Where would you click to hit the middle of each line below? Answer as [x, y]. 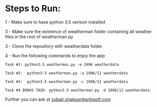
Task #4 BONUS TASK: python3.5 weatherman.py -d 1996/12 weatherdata [78, 90]
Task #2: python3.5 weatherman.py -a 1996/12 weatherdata [67, 73]
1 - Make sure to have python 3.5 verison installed [55, 22]
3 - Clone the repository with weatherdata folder [54, 46]
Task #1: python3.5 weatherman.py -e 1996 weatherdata [62, 64]
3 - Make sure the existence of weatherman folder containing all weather [78, 31]
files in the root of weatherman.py [39, 37]
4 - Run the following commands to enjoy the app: [56, 55]
